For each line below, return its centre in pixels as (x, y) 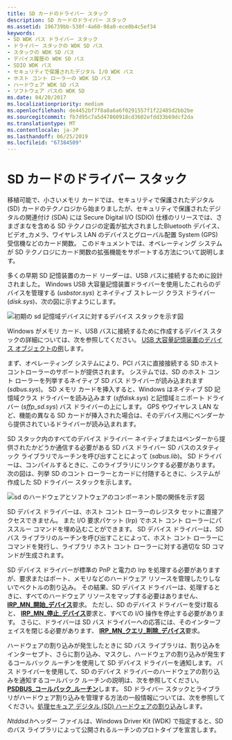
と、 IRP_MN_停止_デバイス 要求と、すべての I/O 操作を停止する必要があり (113, 614)
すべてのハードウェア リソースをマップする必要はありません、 (114, 596)
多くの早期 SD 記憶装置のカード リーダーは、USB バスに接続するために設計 (115, 276)
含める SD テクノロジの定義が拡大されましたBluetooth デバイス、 (130, 226)
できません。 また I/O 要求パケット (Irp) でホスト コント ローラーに (121, 520)
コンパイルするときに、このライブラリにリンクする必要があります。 (122, 465)
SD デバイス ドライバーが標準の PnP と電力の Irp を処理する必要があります (114, 570)
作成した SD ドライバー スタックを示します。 (71, 482)
